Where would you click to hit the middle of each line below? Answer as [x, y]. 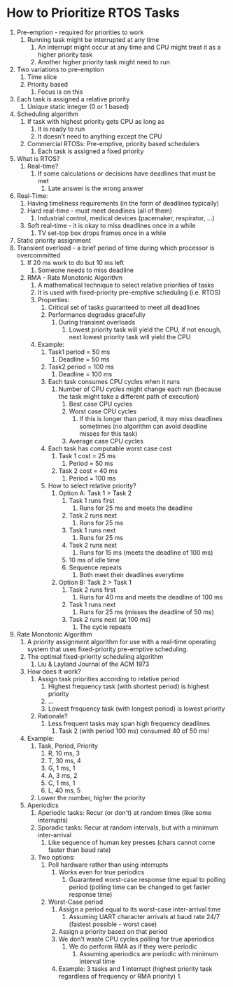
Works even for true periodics [101, 872]
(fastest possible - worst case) [113, 924]
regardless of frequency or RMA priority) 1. [120, 976]
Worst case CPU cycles [103, 411]
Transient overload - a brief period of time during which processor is [115, 248]
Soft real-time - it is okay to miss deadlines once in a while [111, 225]
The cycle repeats [105, 627]
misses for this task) [108, 433]
